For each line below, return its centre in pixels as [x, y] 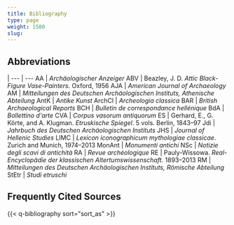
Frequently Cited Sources [64, 197]
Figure [16, 86]
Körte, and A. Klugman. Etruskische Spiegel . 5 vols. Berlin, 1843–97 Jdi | [111, 123]
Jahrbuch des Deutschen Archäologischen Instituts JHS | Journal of [106, 131]
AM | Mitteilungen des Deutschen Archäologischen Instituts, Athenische [111, 93]
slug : [15, 33]
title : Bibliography [37, 14]
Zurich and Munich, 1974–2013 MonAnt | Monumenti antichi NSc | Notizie [113, 145]
